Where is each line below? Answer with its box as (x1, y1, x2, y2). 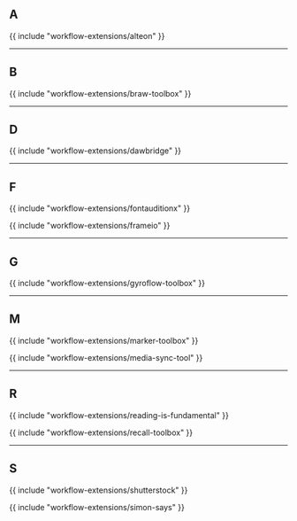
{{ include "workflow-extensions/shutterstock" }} (9, 485, 188, 495)
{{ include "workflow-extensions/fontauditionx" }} (9, 203, 191, 214)
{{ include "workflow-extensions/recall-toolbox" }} (9, 427, 194, 438)
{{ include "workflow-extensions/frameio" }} (9, 221, 171, 231)
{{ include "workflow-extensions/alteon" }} (9, 30, 165, 41)
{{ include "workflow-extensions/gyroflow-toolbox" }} (9, 278, 206, 289)
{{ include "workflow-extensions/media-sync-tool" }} (9, 352, 203, 362)
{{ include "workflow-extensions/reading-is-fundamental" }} (9, 409, 230, 420)
